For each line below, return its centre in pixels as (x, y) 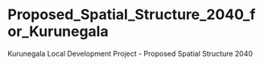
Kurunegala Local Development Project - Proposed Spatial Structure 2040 (130, 53)
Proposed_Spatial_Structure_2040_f (132, 15)
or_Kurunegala (58, 31)
